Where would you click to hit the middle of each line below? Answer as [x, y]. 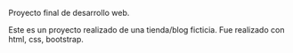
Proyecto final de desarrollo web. [69, 13]
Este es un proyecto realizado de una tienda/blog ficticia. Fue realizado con [146, 30]
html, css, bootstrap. [46, 39]
